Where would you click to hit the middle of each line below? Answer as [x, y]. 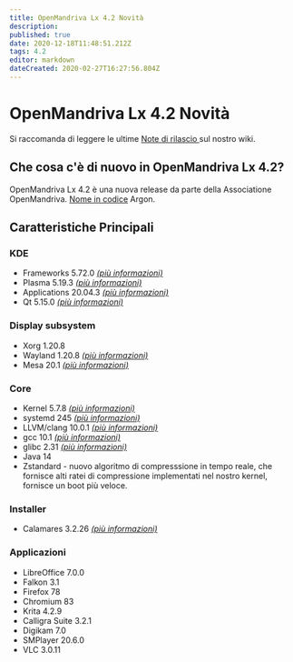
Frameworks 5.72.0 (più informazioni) [93, 273]
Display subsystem [53, 326]
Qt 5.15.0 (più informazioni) [73, 302]
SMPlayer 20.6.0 [53, 640]
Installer [28, 508]
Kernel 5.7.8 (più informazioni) [79, 408]
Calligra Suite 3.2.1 [57, 620]
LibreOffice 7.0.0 [53, 572]
